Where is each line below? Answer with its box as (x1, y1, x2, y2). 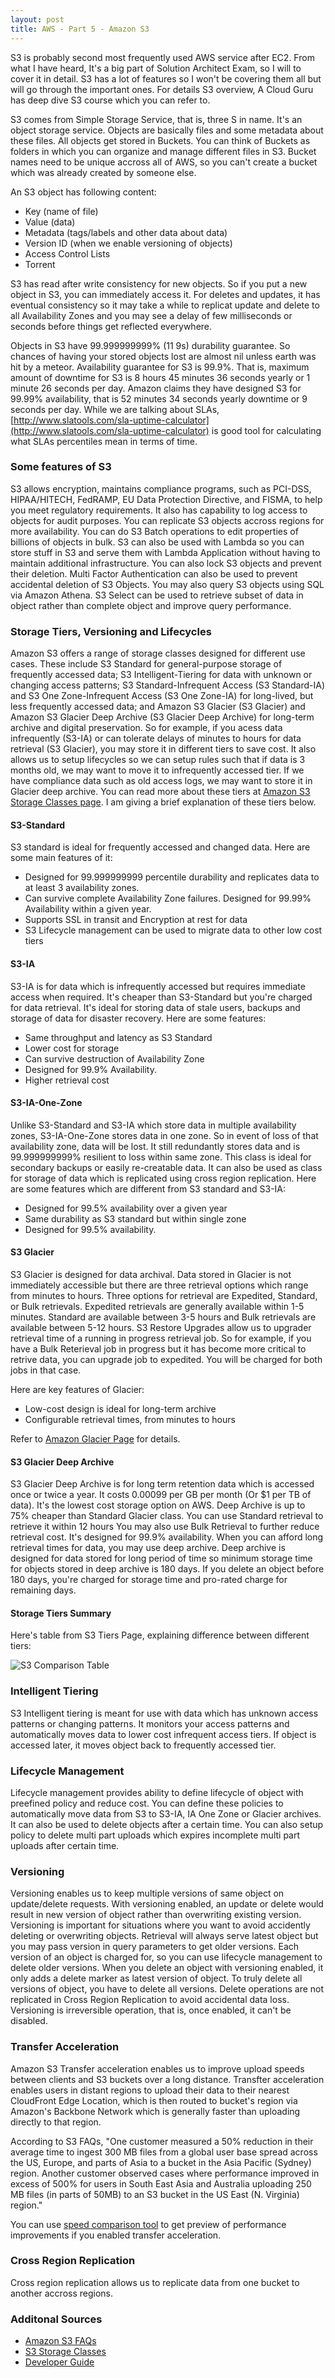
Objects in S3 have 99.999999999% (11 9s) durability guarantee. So (10, 339, 291, 351)
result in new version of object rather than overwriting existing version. (10, 1909, 302, 1921)
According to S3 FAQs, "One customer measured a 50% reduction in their (10, 2135, 314, 2147)
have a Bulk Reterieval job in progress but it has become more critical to (10, 1342, 307, 1355)
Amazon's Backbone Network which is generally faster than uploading (10, 2105, 301, 2117)
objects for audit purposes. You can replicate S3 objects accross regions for (10, 514, 325, 526)
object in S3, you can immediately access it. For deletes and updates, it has (10, 288, 321, 300)
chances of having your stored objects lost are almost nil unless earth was (10, 350, 317, 362)
